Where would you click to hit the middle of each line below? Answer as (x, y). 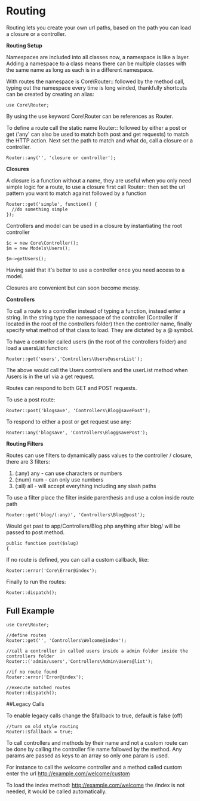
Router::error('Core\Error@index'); (52, 570)
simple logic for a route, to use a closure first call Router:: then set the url (96, 187)
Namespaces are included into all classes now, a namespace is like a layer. (98, 57)
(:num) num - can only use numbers (59, 479)
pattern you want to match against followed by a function (76, 193)
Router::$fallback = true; (40, 732)
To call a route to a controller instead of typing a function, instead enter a (96, 311)
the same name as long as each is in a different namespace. (80, 69)
